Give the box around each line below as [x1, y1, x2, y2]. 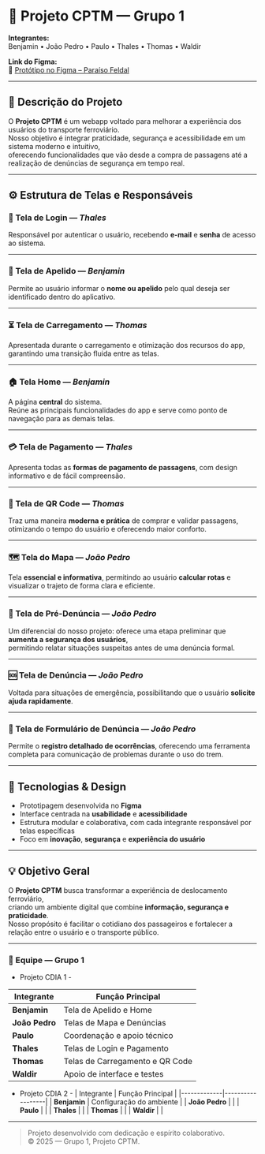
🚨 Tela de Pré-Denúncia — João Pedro [8, 608, 157, 619]
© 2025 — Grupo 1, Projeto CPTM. [27, 1137, 140, 1146]
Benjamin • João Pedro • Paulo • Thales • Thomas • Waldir [8, 41, 202, 50]
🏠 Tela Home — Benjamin [8, 376, 110, 387]
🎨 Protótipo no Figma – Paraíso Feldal [8, 65, 130, 74]
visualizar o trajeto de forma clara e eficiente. [8, 581, 155, 591]
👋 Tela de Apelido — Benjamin [8, 266, 125, 277]
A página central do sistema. [8, 398, 103, 407]
